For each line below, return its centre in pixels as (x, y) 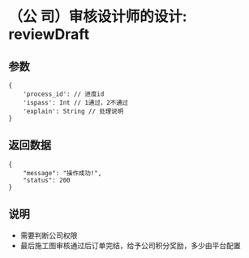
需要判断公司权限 (49, 235)
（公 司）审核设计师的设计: (98, 17)
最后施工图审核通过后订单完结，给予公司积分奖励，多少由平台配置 (130, 245)
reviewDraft (49, 34)
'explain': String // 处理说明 (73, 111)
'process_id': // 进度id (64, 94)
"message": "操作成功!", (62, 173)
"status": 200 (47, 180)
